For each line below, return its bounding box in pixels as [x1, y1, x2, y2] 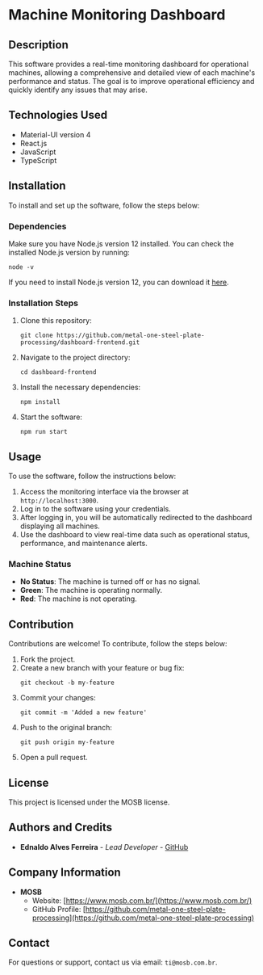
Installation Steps [8, 297, 79, 309]
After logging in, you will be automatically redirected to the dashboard [19, 513, 253, 523]
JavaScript [19, 147, 56, 157]
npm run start [19, 428, 68, 436]
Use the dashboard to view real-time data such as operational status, [19, 530, 250, 540]
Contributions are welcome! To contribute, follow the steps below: [8, 639, 228, 649]
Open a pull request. [19, 753, 89, 763]
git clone [19, 331, 54, 340]
